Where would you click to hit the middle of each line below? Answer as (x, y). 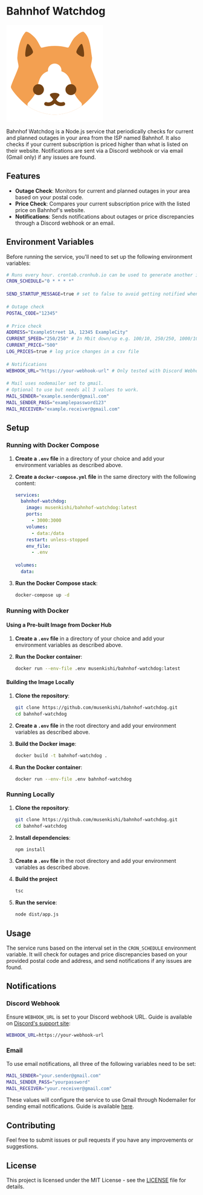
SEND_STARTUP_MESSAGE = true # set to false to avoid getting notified (96, 294)
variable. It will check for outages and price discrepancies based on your (97, 954)
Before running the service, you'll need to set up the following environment (99, 256)
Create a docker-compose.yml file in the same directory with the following (105, 476)
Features (23, 176)
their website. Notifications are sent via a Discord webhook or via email (95, 150)
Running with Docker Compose (53, 445)
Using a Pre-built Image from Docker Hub (59, 625)
